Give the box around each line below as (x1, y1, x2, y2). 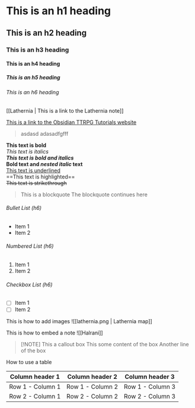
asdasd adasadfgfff (20, 130, 69, 137)
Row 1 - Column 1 (9, 383, 61, 391)
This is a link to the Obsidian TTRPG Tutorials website (6, 119, 137, 126)
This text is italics (6, 148, 49, 155)
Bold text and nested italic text (6, 160, 83, 167)
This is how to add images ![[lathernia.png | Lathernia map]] (6, 318, 152, 325)
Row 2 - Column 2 (66, 393, 119, 401)
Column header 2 (67, 372, 117, 381)
